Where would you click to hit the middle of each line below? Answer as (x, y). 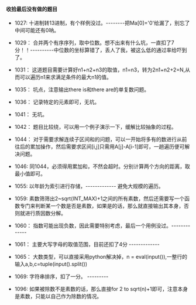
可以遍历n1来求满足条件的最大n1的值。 (66, 77)
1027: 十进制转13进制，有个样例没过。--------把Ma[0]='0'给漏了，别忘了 (102, 23)
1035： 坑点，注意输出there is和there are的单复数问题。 (82, 90)
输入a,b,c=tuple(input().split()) (51, 264)
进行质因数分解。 (45, 213)
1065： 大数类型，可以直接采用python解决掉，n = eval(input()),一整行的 (101, 257)
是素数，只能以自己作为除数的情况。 (58, 296)
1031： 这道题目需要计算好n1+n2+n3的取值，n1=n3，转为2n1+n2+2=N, (100, 70)
